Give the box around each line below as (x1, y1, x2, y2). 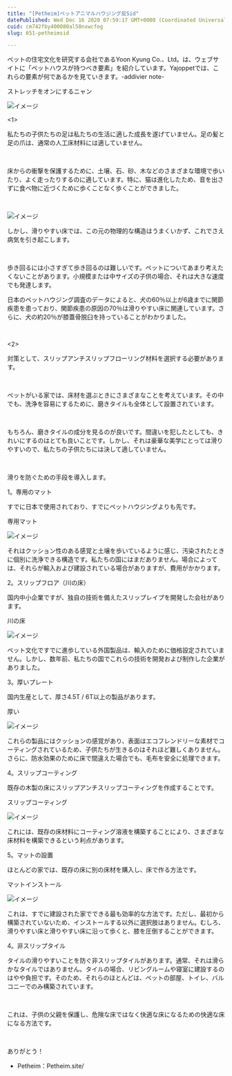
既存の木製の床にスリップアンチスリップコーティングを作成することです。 (7, 783, 217, 792)
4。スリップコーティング (7, 769, 78, 777)
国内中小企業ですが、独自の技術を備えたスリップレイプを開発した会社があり (7, 593, 225, 602)
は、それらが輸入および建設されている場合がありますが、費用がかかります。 (7, 564, 224, 573)
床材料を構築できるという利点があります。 (7, 836, 128, 844)
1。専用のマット (7, 488, 52, 497)
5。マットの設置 (7, 851, 54, 860)
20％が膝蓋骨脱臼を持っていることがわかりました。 (43, 313, 190, 322)
